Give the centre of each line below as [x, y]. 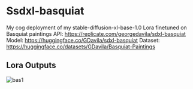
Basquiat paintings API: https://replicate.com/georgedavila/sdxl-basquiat [96, 33]
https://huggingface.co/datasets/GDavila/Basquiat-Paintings [81, 47]
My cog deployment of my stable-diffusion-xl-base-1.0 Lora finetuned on [96, 27]
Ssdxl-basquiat [45, 11]
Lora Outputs [31, 65]
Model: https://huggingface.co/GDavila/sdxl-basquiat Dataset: [83, 40]
